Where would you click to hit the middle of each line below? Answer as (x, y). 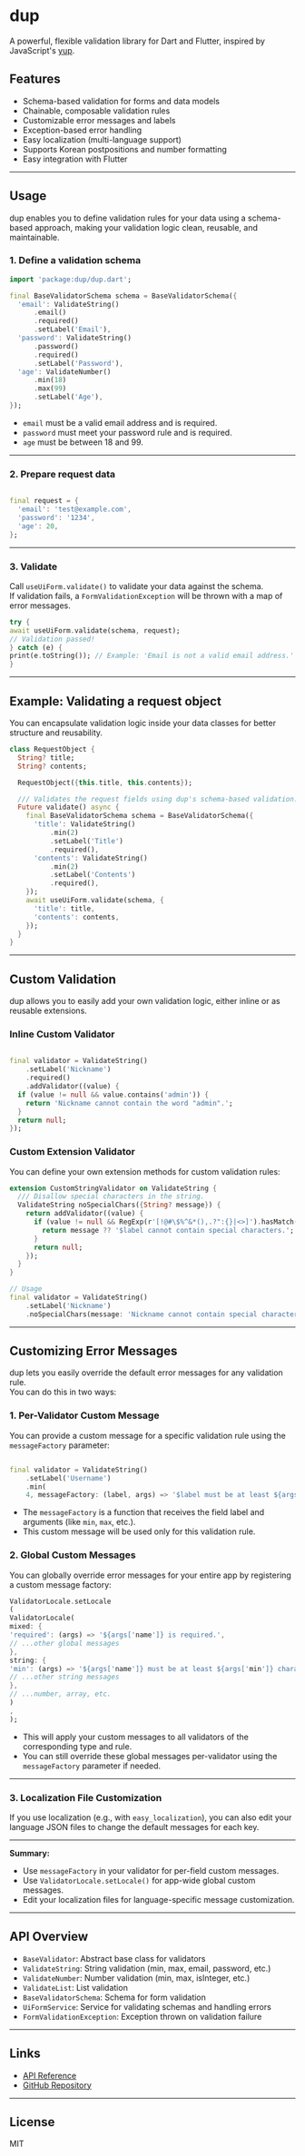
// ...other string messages (64, 1677)
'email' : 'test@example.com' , (74, 509)
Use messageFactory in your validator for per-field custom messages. (151, 1871)
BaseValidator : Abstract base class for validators (114, 1958)
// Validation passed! (52, 639)
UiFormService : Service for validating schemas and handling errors (147, 2006)
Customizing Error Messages (93, 1351)
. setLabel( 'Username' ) (69, 1478)
